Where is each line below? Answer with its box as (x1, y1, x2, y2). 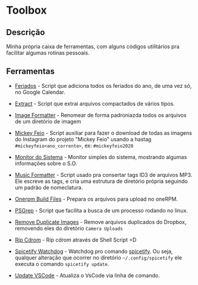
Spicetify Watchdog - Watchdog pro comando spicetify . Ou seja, (14, 248, 173, 255)
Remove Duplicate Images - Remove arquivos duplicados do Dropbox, (14, 218, 187, 226)
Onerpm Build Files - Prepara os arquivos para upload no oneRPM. (14, 195, 178, 202)
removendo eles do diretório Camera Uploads (14, 224, 123, 232)
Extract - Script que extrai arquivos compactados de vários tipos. (14, 100, 175, 107)
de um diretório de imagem (14, 118, 81, 125)
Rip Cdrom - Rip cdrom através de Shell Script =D (14, 236, 137, 243)
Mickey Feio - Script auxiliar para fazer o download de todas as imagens (14, 129, 192, 137)
